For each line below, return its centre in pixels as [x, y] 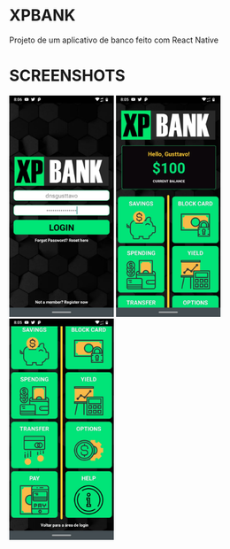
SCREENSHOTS [67, 76]
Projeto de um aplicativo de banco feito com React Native [114, 40]
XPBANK [42, 15]
